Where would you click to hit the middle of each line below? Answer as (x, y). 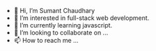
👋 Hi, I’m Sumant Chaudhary (54, 11)
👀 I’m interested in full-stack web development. (81, 18)
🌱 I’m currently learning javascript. (63, 25)
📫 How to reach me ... (46, 40)
